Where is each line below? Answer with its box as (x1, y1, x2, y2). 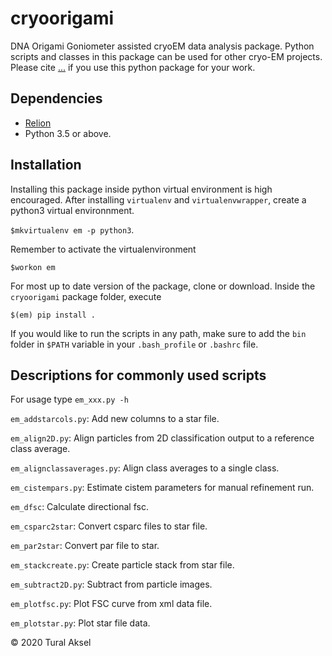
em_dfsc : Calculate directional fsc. (10, 501, 149, 513)
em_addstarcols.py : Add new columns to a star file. (10, 413, 220, 425)
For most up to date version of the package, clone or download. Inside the (10, 280, 316, 292)
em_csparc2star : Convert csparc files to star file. (10, 520, 208, 532)
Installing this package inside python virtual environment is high (10, 183, 273, 195)
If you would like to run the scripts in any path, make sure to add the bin (10, 327, 307, 339)
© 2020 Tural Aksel (10, 637, 92, 649)
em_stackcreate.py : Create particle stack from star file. (10, 559, 235, 571)
